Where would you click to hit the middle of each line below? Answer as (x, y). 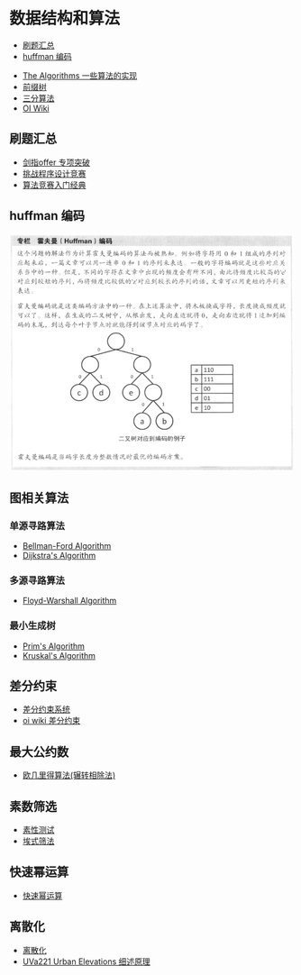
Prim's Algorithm (54, 646)
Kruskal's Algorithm (59, 655)
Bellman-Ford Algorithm (67, 546)
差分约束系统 (46, 709)
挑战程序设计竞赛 (54, 173)
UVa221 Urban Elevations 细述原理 (86, 961)
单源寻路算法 (37, 525)
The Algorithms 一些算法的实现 (80, 75)
